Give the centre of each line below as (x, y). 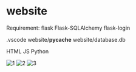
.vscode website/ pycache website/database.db (66, 39)
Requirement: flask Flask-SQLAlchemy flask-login (68, 28)
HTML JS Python (28, 51)
